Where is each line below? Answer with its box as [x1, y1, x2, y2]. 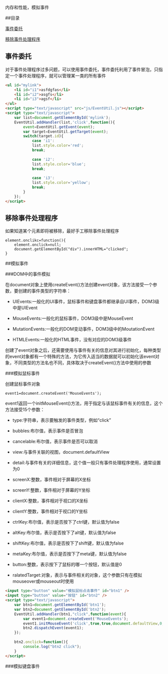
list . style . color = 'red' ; [31, 143, 84, 148]
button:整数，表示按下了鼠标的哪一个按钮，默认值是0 [12, 562, 122, 568]
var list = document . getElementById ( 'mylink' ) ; [14, 115, 111, 120]
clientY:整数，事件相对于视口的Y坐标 [12, 509, 88, 515]
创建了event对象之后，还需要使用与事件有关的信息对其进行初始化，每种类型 [5, 347, 161, 353]
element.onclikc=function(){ [5, 238, 66, 243]
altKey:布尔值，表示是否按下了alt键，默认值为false [12, 530, 116, 536]
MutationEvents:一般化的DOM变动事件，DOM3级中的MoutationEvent [12, 326, 155, 332]
